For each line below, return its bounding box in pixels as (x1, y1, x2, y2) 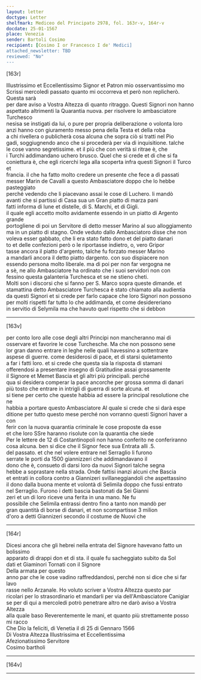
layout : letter (6, 8, 44, 15)
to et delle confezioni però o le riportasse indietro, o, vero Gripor (6, 241, 165, 248)
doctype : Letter (6, 14, 47, 20)
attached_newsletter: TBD (6, 48, 71, 54)
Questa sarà (6, 94, 36, 102)
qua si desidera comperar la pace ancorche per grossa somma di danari (6, 378, 184, 386)
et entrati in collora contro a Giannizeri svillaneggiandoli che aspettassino (6, 474, 187, 481)
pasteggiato (6, 184, 36, 191)
